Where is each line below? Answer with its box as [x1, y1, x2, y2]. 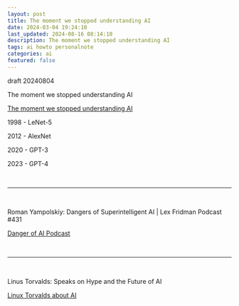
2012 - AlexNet [7, 131, 51, 140]
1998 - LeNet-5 [7, 118, 52, 126]
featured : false [7, 57, 55, 64]
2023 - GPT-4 [7, 159, 48, 168]
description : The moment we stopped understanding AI [7, 37, 171, 44]
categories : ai [7, 51, 53, 58]
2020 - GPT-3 [7, 146, 48, 154]
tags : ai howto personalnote [7, 44, 94, 51]
